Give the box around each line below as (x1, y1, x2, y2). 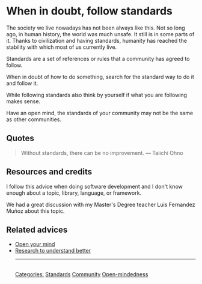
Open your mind (14, 241, 55, 248)
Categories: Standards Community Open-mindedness (14, 271, 148, 278)
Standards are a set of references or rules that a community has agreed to (6, 55, 190, 62)
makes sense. (6, 98, 41, 105)
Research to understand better (14, 247, 91, 254)
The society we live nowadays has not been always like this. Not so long (6, 24, 185, 31)
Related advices (6, 224, 68, 235)
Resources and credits (6, 167, 93, 177)
